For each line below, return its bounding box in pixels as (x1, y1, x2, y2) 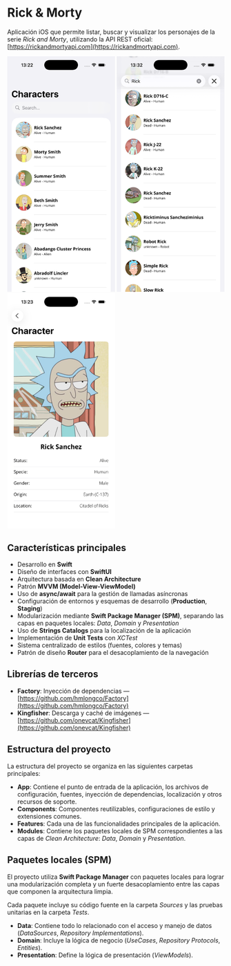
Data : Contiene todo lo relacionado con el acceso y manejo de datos (17, 921, 212, 929)
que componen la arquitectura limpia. (7, 887, 113, 895)
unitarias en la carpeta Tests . (7, 908, 90, 916)
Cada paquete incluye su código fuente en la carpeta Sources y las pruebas (7, 900, 223, 909)
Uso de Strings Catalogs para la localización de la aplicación (17, 626, 192, 635)
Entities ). (17, 943, 43, 951)
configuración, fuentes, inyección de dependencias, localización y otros (17, 790, 222, 798)
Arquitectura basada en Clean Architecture (17, 575, 141, 584)
